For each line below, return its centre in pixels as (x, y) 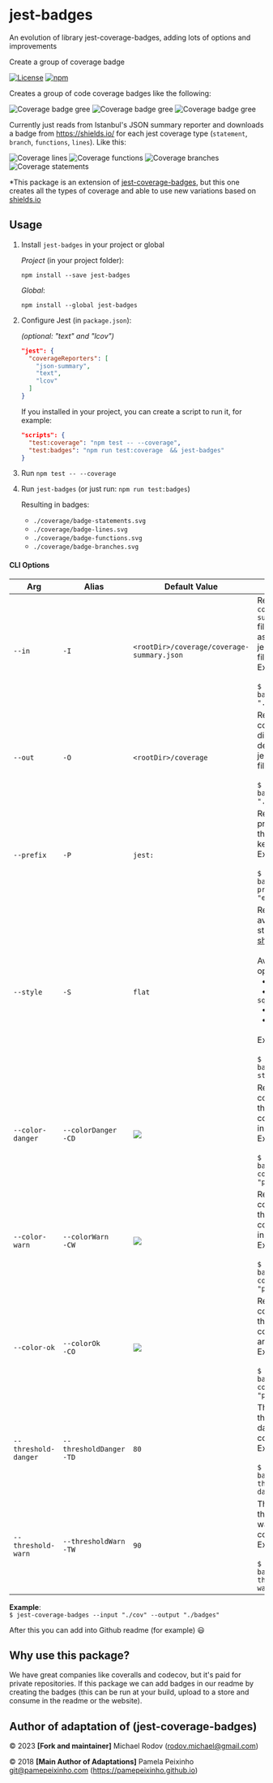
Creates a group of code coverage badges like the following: (110, 93)
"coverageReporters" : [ (68, 358)
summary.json (158, 655)
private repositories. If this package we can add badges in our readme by (132, 1684)
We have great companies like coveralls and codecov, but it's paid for (125, 1675)
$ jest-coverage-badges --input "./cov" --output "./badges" (115, 1615)
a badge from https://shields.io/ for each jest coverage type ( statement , (128, 133)
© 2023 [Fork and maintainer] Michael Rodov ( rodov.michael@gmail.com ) (134, 1746)
